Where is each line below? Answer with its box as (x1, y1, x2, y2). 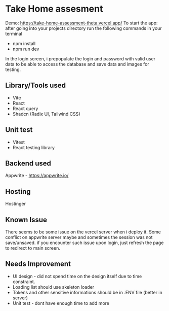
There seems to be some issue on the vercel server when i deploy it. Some (5, 229, 161, 235)
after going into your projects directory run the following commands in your (5, 25, 162, 31)
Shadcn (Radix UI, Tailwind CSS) (12, 111, 80, 117)
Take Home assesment (5, 3, 103, 15)
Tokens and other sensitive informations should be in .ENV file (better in (12, 289, 163, 295)
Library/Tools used (5, 81, 66, 90)
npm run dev (12, 46, 39, 52)
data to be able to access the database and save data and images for (5, 61, 149, 67)
